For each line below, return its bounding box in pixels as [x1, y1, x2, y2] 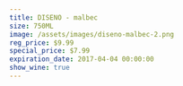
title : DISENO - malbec [9, 13, 99, 22]
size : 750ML [9, 21, 54, 30]
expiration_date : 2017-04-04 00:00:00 [9, 55, 154, 64]
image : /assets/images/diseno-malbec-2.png [9, 30, 175, 39]
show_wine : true [9, 64, 70, 73]
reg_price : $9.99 [9, 38, 74, 47]
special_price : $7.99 [9, 47, 91, 56]
